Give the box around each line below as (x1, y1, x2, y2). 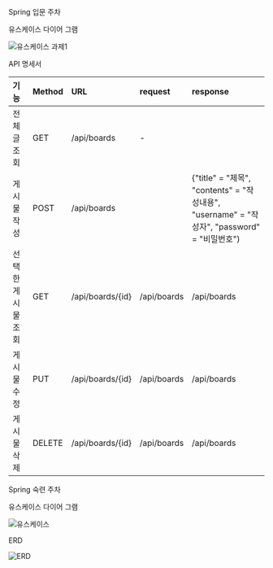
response (192, 86, 229, 97)
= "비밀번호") (192, 234, 240, 244)
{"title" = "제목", (192, 173, 252, 183)
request (139, 86, 171, 97)
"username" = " (192, 209, 252, 220)
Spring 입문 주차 (8, 7, 61, 16)
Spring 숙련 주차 (8, 485, 61, 494)
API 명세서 (8, 59, 42, 68)
